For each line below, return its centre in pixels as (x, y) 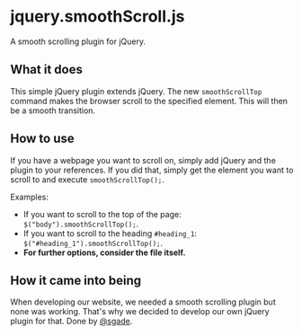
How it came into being (76, 280)
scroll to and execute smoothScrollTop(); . (88, 179)
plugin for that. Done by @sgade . (71, 322)
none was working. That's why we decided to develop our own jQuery (140, 312)
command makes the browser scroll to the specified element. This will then (149, 101)
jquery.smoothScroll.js (98, 17)
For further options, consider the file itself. (104, 252)
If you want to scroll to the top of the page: (102, 214)
